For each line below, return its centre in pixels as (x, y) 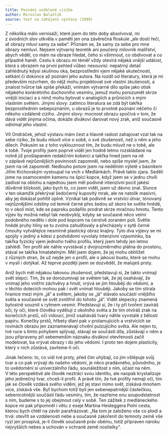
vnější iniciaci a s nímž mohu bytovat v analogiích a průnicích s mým (76, 98)
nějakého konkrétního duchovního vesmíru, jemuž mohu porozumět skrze (81, 92)
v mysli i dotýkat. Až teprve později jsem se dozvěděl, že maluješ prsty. (79, 263)
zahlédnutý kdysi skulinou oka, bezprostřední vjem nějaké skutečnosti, (78, 71)
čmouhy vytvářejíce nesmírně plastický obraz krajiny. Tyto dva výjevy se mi (83, 231)
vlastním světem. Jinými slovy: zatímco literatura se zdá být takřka (74, 103)
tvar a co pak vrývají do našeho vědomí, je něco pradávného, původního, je (83, 363)
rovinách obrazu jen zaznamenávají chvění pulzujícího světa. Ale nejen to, (81, 326)
